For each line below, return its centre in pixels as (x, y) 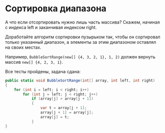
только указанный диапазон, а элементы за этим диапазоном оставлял (81, 42)
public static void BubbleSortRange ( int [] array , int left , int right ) (80, 80)
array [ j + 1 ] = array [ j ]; (67, 113)
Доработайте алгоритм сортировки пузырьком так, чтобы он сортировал (83, 37)
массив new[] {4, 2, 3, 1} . (34, 62)
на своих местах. (23, 47)
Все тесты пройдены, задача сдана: (43, 71)
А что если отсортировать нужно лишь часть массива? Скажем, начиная (82, 22)
